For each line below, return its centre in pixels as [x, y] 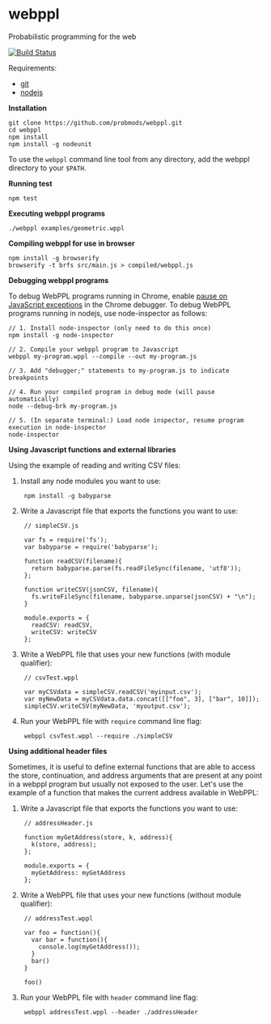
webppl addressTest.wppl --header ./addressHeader [111, 1012]
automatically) [34, 399]
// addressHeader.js [58, 823]
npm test [23, 198]
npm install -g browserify [54, 258]
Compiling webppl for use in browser [72, 243]
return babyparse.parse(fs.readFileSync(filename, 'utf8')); [136, 568]
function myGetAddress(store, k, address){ [98, 837]
